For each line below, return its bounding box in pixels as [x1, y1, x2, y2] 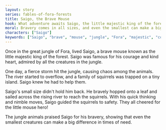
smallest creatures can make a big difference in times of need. [5, 119, 132, 125]
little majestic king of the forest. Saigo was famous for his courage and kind [5, 53, 159, 59]
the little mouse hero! [5, 104, 48, 110]
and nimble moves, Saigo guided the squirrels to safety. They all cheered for [5, 99, 161, 105]
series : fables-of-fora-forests [5, 12, 72, 17]
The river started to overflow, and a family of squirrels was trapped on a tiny [5, 74, 160, 80]
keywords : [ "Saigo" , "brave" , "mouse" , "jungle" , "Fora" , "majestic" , [5, 35, 154, 40]
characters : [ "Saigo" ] [5, 30, 52, 35]
